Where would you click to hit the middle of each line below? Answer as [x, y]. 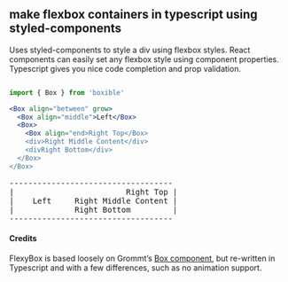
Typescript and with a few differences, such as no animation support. [136, 267]
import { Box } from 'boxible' [67, 92]
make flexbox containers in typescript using [134, 15]
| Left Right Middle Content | [93, 200]
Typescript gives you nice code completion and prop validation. [125, 68]
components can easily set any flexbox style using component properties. [144, 59]
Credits [23, 239]
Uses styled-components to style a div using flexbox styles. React [130, 50]
